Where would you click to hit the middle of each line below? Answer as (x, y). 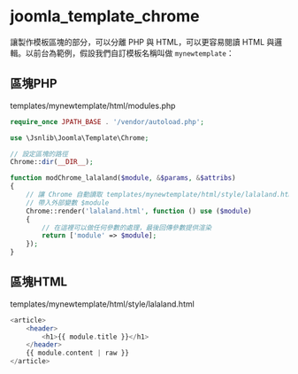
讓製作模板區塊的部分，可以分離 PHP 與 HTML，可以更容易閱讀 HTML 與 (142, 42)
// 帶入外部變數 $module (68, 203)
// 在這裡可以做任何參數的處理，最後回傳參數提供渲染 (127, 228)
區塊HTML (39, 282)
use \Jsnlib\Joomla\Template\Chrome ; (80, 138)
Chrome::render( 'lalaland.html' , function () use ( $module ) (139, 211)
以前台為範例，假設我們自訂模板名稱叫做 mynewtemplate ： (130, 53)
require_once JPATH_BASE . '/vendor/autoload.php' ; (107, 121)
